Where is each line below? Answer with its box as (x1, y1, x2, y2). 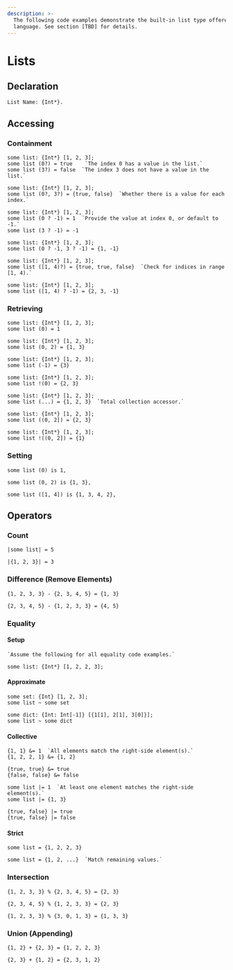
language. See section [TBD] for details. (13, 23, 138, 30)
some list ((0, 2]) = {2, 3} (7, 417, 92, 424)
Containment (7, 138, 53, 148)
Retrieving (7, 303, 43, 313)
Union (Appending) (7, 928, 74, 938)
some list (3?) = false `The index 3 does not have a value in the (7, 167, 209, 173)
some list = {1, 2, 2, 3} (7, 844, 82, 851)
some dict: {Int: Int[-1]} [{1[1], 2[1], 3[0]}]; (7, 711, 154, 718)
